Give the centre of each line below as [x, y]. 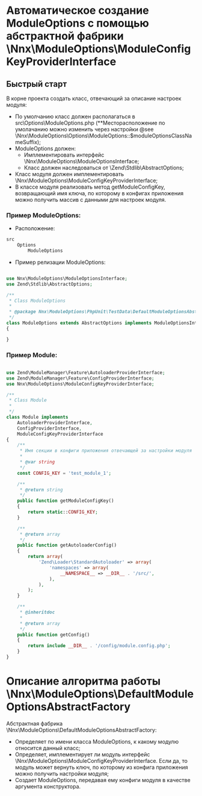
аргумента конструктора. [48, 786]
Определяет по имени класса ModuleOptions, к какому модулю [97, 741]
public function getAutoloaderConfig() [67, 545]
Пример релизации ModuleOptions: [60, 262]
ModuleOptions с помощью [78, 23]
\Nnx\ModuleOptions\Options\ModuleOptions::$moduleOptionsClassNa [103, 136]
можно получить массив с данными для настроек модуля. [90, 200]
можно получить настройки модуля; [62, 773]
